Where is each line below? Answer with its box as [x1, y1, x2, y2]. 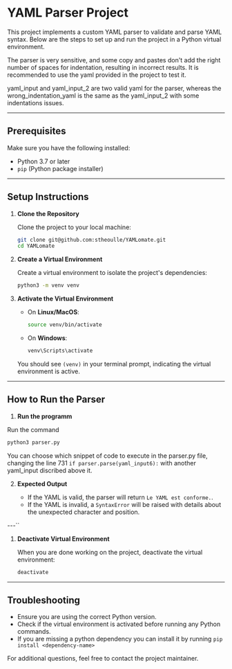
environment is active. [17, 367, 81, 375]
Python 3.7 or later [17, 157, 70, 166]
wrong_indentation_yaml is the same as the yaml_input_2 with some [7, 91, 200, 100]
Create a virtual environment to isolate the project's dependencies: [17, 269, 207, 277]
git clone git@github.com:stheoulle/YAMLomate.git [17, 236, 166, 243]
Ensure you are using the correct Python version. [17, 613, 157, 621]
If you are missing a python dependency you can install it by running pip [17, 635, 223, 643]
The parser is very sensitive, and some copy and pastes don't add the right [7, 55, 221, 64]
